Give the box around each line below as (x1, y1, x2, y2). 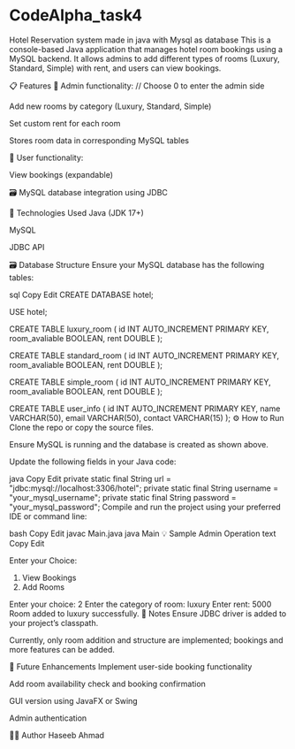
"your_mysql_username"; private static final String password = (9, 492, 237, 502)
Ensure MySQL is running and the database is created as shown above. (9, 439, 269, 449)
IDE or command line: (9, 510, 87, 522)
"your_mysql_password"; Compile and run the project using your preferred (9, 501, 281, 512)
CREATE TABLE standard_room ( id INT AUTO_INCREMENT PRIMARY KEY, (9, 350, 280, 361)
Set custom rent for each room (9, 118, 121, 128)
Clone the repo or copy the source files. (9, 422, 155, 432)
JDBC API (9, 241, 45, 252)
